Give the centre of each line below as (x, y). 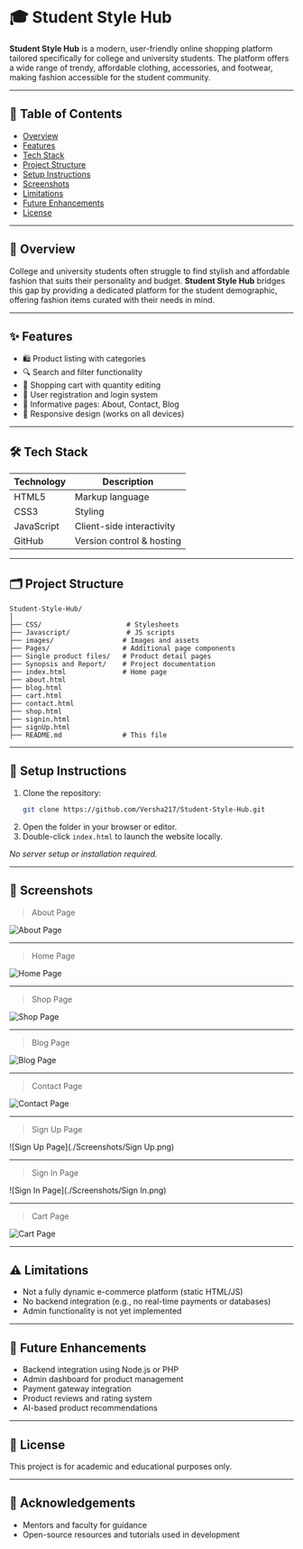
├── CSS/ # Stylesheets (94, 625)
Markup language (112, 497)
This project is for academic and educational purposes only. (121, 1466)
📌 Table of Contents (66, 114)
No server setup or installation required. (83, 854)
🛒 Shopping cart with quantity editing (92, 385)
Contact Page (57, 1086)
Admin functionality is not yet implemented (102, 1311)
